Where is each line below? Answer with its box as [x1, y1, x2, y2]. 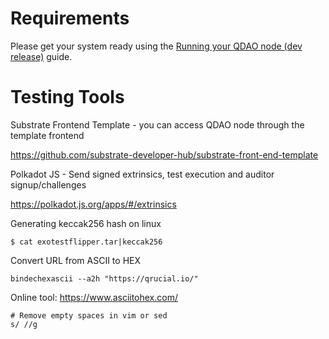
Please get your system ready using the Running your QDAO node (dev [10, 40, 303, 52]
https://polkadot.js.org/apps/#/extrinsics [10, 198, 177, 210]
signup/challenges [10, 178, 87, 191]
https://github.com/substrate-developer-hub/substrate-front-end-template [10, 148, 319, 161]
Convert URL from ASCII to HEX [10, 254, 142, 266]
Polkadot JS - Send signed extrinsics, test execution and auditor [10, 168, 275, 180]
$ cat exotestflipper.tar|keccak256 [10, 237, 163, 247]
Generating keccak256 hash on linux [10, 217, 162, 229]
